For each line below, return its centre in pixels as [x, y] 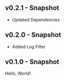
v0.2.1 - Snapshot [32, 8]
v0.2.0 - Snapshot [33, 35]
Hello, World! [18, 73]
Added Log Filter [29, 47]
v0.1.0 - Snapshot [32, 62]
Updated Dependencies [36, 19]
